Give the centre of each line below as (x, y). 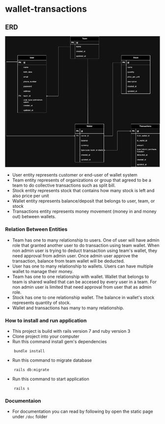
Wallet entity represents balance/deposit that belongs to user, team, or (83, 201)
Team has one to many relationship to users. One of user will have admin (86, 240)
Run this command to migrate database (52, 360)
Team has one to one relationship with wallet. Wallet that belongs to (81, 276)
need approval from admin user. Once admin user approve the (75, 255)
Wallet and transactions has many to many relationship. (68, 308)
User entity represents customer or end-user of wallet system (75, 175)
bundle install (29, 351)
